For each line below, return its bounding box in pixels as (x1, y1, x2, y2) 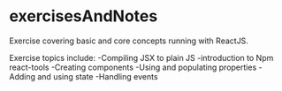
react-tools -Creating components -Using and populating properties (9, 62, 257, 72)
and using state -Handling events (36, 71, 158, 81)
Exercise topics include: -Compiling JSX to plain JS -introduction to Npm (9, 52, 274, 63)
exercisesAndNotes (9, 6, 158, 27)
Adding (9, 71, 36, 81)
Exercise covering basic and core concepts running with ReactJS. (9, 35, 249, 46)
